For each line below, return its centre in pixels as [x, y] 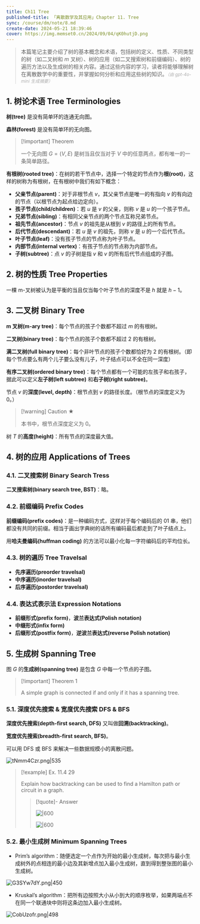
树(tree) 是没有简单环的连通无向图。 [51, 117]
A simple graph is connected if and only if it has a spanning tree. [100, 692]
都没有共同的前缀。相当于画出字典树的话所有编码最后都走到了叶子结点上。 [98, 528]
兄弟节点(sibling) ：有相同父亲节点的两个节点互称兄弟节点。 [88, 216]
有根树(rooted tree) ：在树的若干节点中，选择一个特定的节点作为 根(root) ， [97, 173]
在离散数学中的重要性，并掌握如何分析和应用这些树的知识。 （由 [97, 74]
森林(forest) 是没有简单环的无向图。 [51, 129]
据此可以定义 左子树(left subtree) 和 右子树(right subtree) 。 [79, 379]
